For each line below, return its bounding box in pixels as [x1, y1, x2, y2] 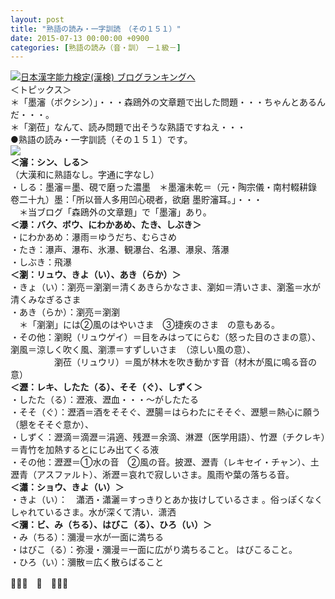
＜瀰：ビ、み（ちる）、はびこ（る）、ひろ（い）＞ [10, 519, 212, 531]
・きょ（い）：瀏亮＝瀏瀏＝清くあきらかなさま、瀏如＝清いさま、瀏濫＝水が [10, 281, 321, 293]
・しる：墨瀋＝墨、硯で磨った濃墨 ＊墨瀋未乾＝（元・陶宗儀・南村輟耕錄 [10, 181, 317, 193]
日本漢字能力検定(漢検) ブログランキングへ [20, 71, 196, 83]
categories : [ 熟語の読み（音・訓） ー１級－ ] [10, 42, 182, 53]
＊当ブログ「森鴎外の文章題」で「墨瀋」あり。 [18, 206, 212, 218]
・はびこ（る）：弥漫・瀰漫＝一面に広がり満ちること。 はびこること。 [10, 544, 298, 556]
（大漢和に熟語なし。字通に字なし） [10, 169, 155, 181]
